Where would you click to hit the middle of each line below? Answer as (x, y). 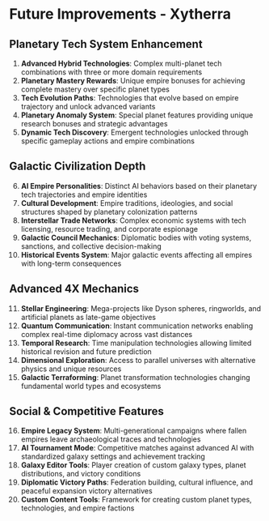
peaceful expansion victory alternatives (86, 491)
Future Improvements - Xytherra (120, 14)
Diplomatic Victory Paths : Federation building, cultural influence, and (137, 482)
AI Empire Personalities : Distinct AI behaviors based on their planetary (139, 186)
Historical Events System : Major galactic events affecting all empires (137, 254)
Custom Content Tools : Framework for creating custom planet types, (137, 500)
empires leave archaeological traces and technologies (111, 439)
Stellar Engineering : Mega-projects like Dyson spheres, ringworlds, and (141, 308)
